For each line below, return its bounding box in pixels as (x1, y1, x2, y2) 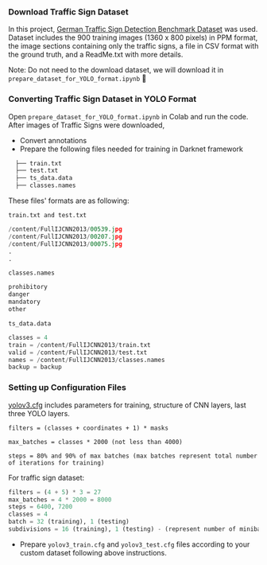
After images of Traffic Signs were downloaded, (8, 120, 165, 130)
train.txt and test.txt (8, 212, 87, 220)
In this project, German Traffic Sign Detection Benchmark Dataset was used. (8, 25, 258, 34)
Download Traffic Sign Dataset (8, 6, 129, 18)
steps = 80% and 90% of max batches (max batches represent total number (8, 452, 258, 460)
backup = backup (8, 363, 62, 372)
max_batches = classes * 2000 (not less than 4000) (8, 438, 183, 446)
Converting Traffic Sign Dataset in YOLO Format (8, 94, 197, 105)
